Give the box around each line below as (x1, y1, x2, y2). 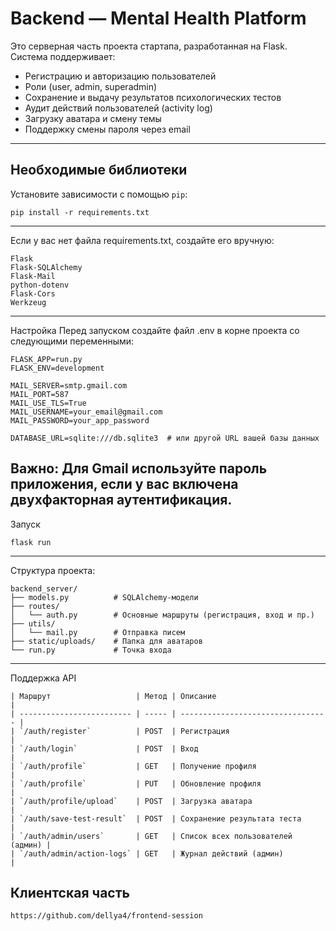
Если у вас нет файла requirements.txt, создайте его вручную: (10, 234, 275, 246)
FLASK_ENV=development (10, 363, 105, 373)
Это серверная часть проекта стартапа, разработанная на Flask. (10, 40, 288, 52)
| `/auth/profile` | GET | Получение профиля (10, 761, 257, 771)
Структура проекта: (10, 564, 96, 576)
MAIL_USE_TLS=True (10, 398, 87, 408)
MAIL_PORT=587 (10, 389, 70, 399)
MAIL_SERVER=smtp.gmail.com (10, 380, 128, 391)
